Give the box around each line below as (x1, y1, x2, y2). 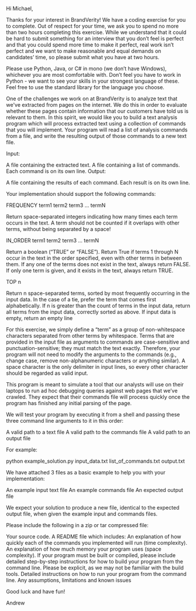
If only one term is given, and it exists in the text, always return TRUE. (6, 267, 174, 274)
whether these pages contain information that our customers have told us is (6, 108, 189, 114)
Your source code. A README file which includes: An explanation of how (6, 533, 181, 540)
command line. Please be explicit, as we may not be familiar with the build (6, 564, 184, 571)
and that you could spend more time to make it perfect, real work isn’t (6, 41, 174, 48)
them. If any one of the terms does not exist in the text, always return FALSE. (6, 261, 191, 267)
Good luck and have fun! (6, 588, 66, 595)
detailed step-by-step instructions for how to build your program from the (6, 558, 183, 565)
